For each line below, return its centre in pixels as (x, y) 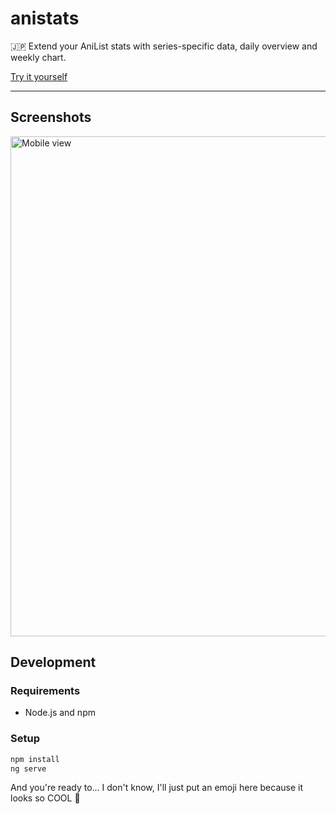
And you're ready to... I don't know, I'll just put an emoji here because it (156, 788)
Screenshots (51, 117)
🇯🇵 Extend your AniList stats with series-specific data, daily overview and (164, 46)
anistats (45, 18)
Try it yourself (39, 76)
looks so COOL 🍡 (45, 798)
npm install (35, 759)
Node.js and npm (60, 713)
